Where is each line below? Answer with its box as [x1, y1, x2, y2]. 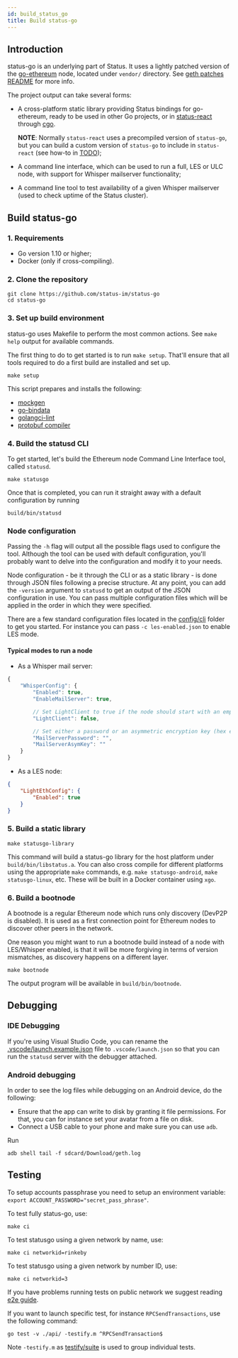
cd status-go [7, 297, 46, 304]
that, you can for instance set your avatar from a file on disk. [17, 1115, 194, 1123]
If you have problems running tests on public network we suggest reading [7, 1288, 223, 1296]
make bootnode [7, 966, 50, 973]
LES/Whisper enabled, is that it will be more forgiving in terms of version [7, 945, 218, 953]
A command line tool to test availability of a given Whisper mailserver [17, 184, 220, 192]
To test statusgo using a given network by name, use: [7, 1235, 164, 1244]
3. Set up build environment [7, 313, 105, 323]
